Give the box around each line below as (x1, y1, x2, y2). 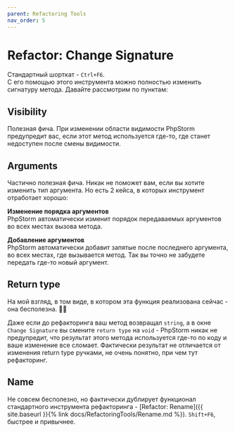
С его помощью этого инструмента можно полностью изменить (7, 78, 202, 87)
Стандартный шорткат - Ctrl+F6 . (7, 70, 106, 79)
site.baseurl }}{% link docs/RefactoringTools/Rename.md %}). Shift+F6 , (7, 410, 216, 418)
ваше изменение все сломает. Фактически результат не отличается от (7, 341, 222, 349)
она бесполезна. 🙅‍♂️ (7, 304, 68, 313)
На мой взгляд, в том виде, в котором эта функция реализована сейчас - (7, 297, 229, 306)
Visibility (7, 106, 47, 118)
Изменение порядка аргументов (7, 207, 109, 215)
